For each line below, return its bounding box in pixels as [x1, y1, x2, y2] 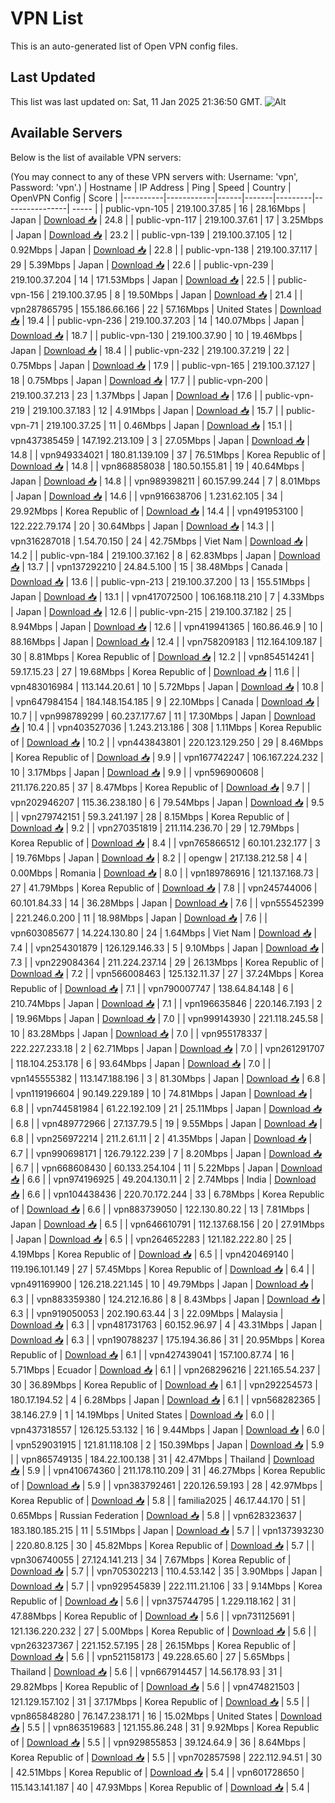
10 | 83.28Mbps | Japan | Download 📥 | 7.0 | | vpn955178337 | [10, 1027, 268, 1039]
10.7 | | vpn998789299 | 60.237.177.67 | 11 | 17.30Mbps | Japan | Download [10, 710, 316, 722]
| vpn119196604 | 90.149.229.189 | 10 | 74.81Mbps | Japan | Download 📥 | [10, 1087, 313, 1099]
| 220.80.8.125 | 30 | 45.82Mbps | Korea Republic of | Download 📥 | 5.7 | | [10, 1539, 315, 1551]
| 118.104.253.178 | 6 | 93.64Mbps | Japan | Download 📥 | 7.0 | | [10, 1057, 272, 1069]
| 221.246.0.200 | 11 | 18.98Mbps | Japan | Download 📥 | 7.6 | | [10, 912, 268, 924]
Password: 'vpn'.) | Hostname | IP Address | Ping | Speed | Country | [10, 181, 292, 193]
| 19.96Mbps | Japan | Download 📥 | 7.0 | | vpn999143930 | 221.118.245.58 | [10, 1012, 324, 1024]
